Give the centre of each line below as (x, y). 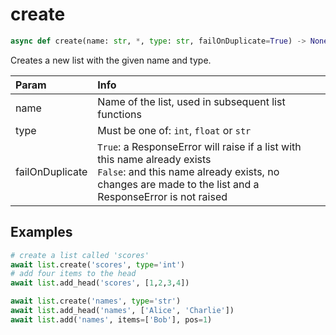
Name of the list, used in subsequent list (191, 101)
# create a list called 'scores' (80, 255)
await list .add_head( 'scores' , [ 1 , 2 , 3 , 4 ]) (100, 283)
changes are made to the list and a (178, 184)
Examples (41, 232)
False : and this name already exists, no (188, 171)
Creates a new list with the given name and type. (111, 60)
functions (119, 114)
